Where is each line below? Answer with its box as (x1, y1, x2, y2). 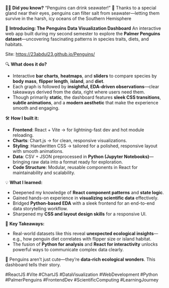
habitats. (5, 41, 24, 47)
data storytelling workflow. (12, 206, 68, 211)
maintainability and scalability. (12, 169, 76, 176)
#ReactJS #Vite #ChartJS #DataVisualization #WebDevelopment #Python (5, 271, 158, 277)
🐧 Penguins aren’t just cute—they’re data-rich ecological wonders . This (5, 256, 155, 262)
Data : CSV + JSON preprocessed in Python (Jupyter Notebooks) (12, 154, 150, 159)
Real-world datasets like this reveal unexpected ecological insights (12, 231, 154, 237)
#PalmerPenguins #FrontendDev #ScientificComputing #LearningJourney (5, 277, 159, 282)
